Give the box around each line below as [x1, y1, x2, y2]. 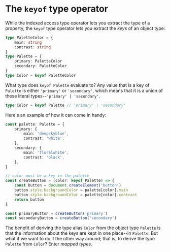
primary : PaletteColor [14, 59, 62, 64]
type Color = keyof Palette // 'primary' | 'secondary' [5, 103, 126, 108]
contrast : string [14, 44, 51, 50]
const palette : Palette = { [5, 121, 65, 127]
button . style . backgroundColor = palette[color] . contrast [14, 192, 138, 197]
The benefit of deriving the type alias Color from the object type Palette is [5, 225, 161, 231]
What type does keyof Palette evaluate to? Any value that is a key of [5, 82, 150, 88]
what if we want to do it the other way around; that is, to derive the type [5, 236, 155, 242]
